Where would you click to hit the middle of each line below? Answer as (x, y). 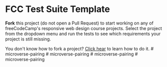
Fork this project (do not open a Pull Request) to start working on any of (79, 23)
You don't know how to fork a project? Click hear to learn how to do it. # (79, 48)
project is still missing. (28, 39)
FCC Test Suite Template (58, 9)
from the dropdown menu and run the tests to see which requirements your (83, 33)
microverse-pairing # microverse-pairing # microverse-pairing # (71, 54)
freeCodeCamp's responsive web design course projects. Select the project (83, 28)
